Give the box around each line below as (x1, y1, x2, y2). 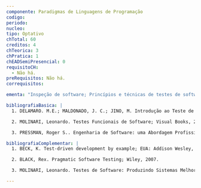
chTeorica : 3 (6, 48, 39, 54)
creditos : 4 (6, 42, 36, 48)
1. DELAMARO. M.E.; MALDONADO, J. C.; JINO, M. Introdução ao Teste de (11, 108, 194, 114)
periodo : (6, 20, 28, 26)
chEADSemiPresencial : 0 (6, 58, 66, 64)
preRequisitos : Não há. (6, 75, 66, 81)
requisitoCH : (6, 64, 39, 70)
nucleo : (6, 25, 26, 32)
